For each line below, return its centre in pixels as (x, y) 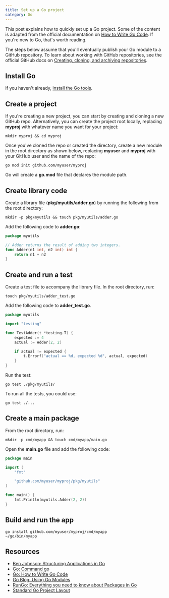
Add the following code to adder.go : (43, 226)
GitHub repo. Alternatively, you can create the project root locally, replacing (84, 122)
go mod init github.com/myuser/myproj (46, 165)
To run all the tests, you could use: (41, 394)
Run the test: (18, 375)
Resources (22, 552)
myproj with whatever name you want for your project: (62, 127)
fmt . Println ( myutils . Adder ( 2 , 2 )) (50, 500)
